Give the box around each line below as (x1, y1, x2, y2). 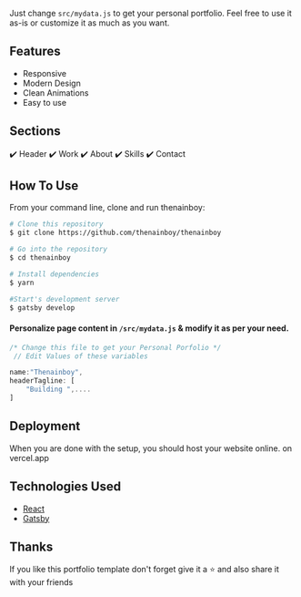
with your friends (9, 577, 74, 588)
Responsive (22, 67, 66, 78)
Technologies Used (9, 479, 121, 495)
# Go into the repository (9, 245, 107, 254)
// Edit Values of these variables (13, 351, 148, 361)
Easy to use (22, 97, 66, 108)
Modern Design (22, 77, 82, 88)
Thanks (9, 539, 54, 554)
